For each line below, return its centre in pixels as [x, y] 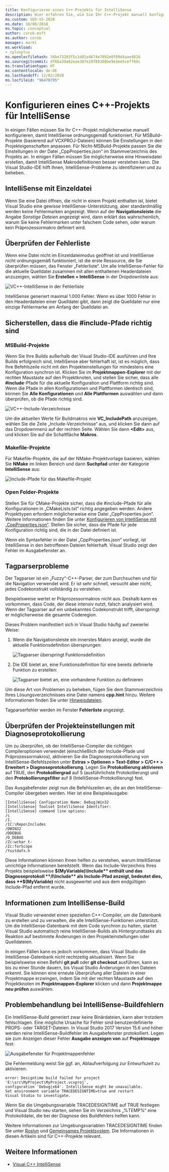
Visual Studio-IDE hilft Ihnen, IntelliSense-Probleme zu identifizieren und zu [83, 167]
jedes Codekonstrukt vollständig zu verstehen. [53, 589]
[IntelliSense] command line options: [46, 811]
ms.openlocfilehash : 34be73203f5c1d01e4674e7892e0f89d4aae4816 [73, 57]
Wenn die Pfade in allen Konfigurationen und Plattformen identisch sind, [80, 388]
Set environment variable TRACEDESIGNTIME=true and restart [70, 1091]
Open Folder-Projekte [32, 492]
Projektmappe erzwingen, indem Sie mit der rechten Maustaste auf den [79, 978]
